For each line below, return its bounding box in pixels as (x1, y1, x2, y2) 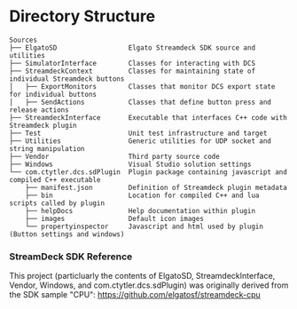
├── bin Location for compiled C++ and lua (25, 191, 260, 200)
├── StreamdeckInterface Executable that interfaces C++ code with (9, 113, 288, 122)
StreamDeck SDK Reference (9, 250, 133, 263)
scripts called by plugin (9, 198, 105, 208)
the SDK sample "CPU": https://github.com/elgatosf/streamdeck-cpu (9, 289, 262, 300)
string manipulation (9, 144, 86, 153)
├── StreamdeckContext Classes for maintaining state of (9, 67, 255, 75)
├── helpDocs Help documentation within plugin (25, 206, 255, 215)
